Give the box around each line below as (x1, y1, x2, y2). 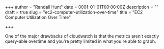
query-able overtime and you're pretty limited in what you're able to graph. (5, 38, 156, 44)
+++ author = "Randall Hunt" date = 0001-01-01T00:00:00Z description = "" (5, 4, 159, 10)
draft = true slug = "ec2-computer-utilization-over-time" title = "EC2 (5, 9, 143, 15)
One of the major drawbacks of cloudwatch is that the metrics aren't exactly (5, 33, 159, 39)
